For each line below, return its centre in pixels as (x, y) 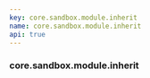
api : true (28, 34)
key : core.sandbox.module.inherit (74, 17)
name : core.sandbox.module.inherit (75, 26)
